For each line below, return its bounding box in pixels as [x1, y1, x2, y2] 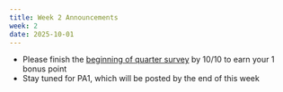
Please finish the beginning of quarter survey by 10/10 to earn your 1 [22, 54, 275, 65]
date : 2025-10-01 [9, 29, 75, 38]
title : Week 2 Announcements [9, 13, 119, 22]
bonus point [22, 63, 67, 74]
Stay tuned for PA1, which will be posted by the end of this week [22, 73, 261, 84]
